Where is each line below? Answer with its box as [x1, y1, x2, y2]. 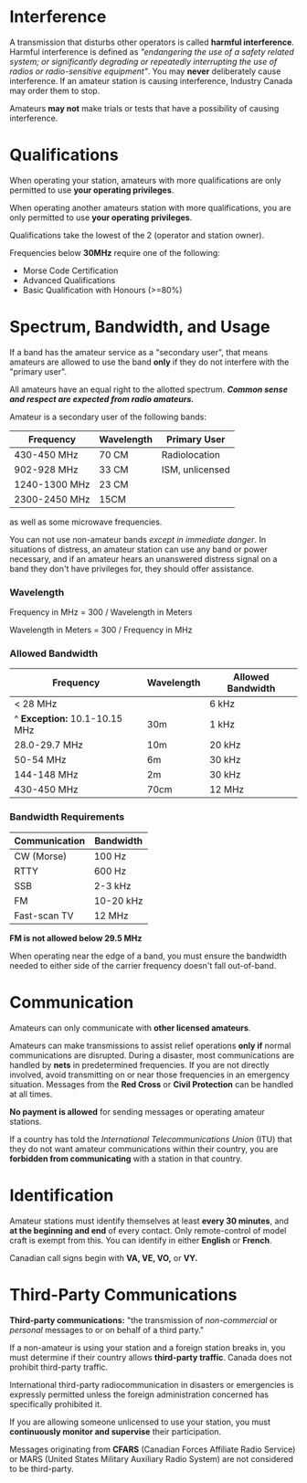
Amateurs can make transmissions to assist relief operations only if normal [9, 1040, 291, 1051]
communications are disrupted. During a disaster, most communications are [9, 1049, 295, 1061]
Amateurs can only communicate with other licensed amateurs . [9, 1022, 251, 1033]
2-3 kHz [93, 879, 132, 892]
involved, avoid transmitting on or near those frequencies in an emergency [9, 1069, 291, 1080]
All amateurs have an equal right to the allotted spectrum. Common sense [9, 384, 288, 395]
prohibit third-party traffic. [9, 1361, 109, 1372]
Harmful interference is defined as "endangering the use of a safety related [9, 46, 294, 57]
